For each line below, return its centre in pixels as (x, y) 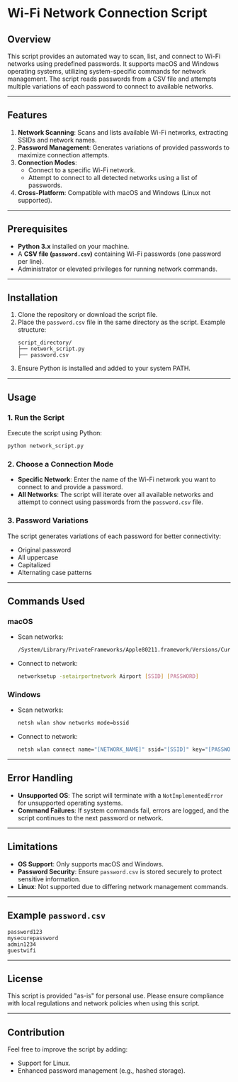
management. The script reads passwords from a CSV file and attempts (112, 79)
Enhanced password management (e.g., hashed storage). (101, 1071)
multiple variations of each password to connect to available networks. (110, 86)
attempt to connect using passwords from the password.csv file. (110, 502)
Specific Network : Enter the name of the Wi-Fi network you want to (117, 479)
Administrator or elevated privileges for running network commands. (118, 269)
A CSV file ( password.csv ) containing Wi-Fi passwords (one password (119, 254)
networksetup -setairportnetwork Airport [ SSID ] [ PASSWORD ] (108, 676)
